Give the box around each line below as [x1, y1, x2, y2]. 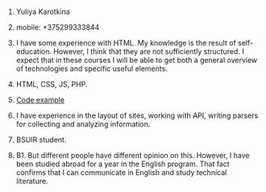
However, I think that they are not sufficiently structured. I [53, 47, 244, 56]
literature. [15, 177, 48, 186]
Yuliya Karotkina [15, 7, 70, 16]
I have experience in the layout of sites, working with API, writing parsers [15, 111, 259, 120]
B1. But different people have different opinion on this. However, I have [15, 151, 250, 160]
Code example [15, 95, 64, 104]
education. [15, 47, 52, 56]
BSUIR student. [15, 135, 67, 144]
